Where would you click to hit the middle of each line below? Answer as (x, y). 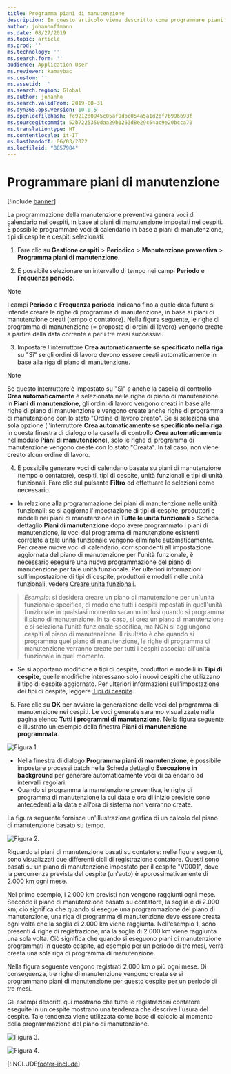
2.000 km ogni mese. (37, 881)
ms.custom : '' (28, 78)
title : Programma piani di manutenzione (66, 13)
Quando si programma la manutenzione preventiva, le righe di (105, 789)
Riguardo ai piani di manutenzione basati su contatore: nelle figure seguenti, (115, 851)
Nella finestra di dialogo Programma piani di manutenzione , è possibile (119, 760)
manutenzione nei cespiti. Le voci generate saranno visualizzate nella (116, 711)
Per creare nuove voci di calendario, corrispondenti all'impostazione (114, 547)
